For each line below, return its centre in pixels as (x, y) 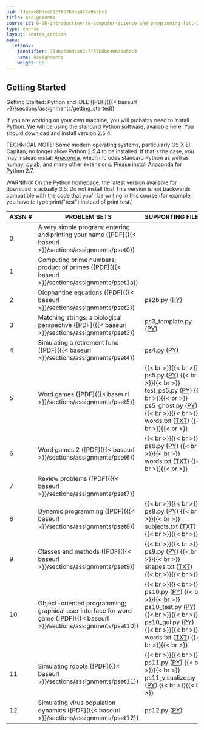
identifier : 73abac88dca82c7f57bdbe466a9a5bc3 (77, 52)
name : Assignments (40, 57)
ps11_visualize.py (170, 678)
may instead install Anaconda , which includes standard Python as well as (98, 158)
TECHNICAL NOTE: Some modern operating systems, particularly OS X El (98, 145)
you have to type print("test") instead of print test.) (70, 202)
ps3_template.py (168, 322)
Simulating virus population (77, 703)
